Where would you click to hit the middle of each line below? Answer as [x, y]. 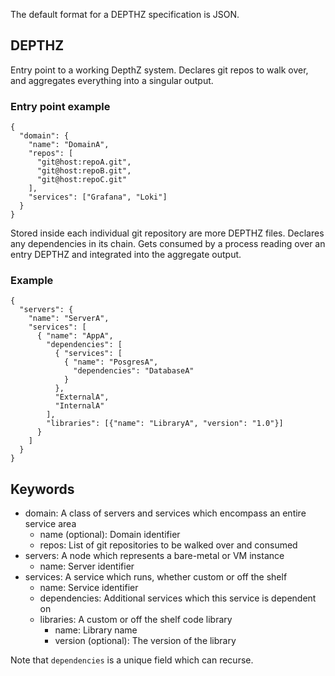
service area [50, 524]
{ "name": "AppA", [75, 336]
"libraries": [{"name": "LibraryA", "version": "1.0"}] [165, 424]
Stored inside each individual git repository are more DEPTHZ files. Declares [167, 233]
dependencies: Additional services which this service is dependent [178, 598]
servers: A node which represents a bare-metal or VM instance [154, 556]
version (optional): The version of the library [145, 641]
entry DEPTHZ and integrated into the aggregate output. [126, 255]
